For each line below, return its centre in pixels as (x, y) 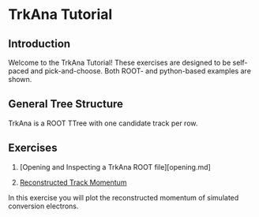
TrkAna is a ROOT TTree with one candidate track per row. (103, 123)
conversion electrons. (43, 206)
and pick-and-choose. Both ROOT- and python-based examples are (141, 71)
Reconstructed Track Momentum (73, 182)
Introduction (39, 44)
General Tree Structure (66, 104)
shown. (20, 79)
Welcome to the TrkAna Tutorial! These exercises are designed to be (120, 62)
